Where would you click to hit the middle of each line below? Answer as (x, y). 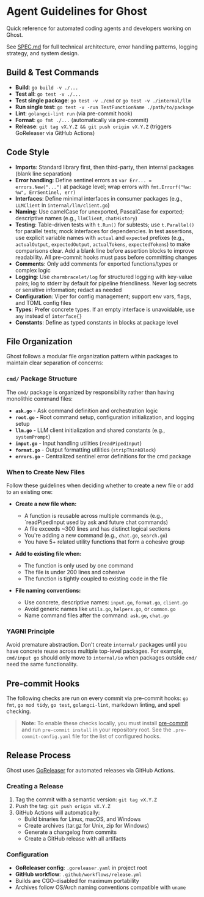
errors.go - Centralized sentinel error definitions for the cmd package (103, 456)
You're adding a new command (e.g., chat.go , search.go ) (96, 535)
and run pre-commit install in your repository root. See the (96, 730)
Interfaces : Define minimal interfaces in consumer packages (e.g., (99, 198)
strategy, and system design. (43, 53)
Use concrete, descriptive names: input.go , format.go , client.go (106, 602)
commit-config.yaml (46, 737)
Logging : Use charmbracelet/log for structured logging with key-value (104, 277)
